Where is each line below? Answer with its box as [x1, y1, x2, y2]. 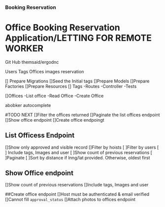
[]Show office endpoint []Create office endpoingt [5, 117, 104, 123]
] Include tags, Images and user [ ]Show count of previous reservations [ [5, 149, 153, 155]
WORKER [5, 43, 43, 54]
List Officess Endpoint [5, 131, 75, 140]
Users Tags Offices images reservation [5, 68, 84, 75]
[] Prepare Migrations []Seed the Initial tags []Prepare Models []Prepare [5, 78, 150, 84]
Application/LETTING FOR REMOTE [5, 32, 152, 44]
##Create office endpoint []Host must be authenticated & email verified [5, 191, 149, 197]
